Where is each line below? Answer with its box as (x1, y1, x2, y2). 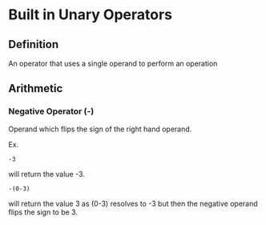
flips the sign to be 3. (8, 207, 79, 217)
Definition (8, 38, 58, 51)
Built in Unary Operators (8, 6, 173, 24)
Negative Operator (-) (8, 106, 95, 117)
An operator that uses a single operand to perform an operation (8, 58, 218, 68)
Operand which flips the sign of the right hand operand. (8, 124, 192, 134)
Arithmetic (8, 82, 63, 95)
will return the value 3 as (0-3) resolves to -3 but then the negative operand (8, 199, 258, 208)
